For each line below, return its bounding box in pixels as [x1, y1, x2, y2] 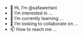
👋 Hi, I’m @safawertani [10, 5, 57, 10]
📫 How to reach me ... [10, 26, 57, 32]
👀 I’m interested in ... [10, 10, 53, 16]
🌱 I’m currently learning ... [10, 15, 64, 21]
